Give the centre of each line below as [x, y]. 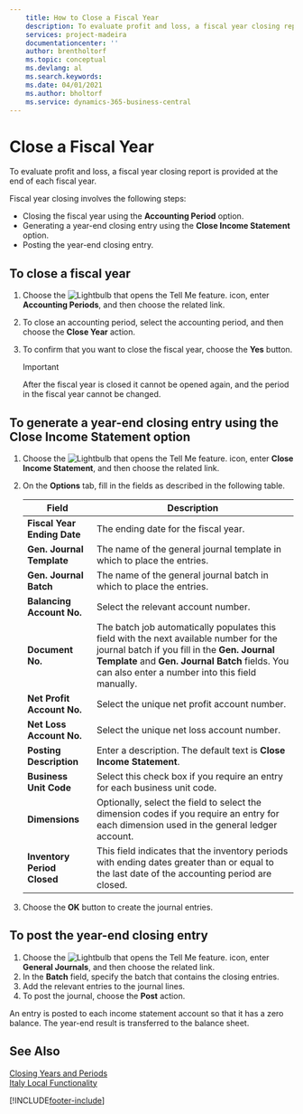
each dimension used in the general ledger [187, 825]
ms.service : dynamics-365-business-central [109, 102]
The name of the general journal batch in [182, 575]
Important [41, 367]
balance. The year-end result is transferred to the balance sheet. [129, 1023]
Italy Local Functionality [53, 1082]
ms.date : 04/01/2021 [64, 85]
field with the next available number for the [187, 638]
